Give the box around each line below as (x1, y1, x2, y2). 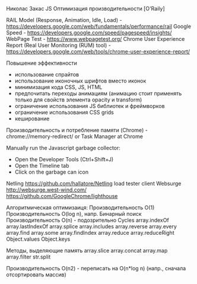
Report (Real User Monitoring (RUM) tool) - (6, 42, 111, 49)
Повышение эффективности (6, 59, 77, 66)
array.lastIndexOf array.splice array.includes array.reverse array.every (6, 223, 177, 230)
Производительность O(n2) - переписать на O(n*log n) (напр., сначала (6, 265, 186, 272)
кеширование (14, 115, 50, 122)
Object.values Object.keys (6, 235, 71, 242)
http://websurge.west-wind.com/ (6, 186, 87, 193)
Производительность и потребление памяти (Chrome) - (6, 127, 148, 133)
